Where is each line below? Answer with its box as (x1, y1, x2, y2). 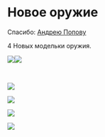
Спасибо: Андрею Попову (7, 28, 87, 36)
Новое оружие (7, 4, 99, 21)
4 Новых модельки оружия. (7, 41, 92, 50)
